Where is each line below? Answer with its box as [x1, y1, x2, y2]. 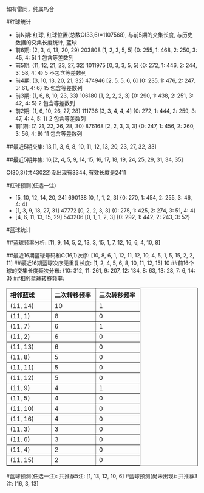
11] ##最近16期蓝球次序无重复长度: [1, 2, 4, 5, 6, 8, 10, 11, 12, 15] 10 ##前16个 [6, 259, 194, 267]
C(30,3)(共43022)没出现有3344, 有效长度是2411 [6, 169, 126, 176]
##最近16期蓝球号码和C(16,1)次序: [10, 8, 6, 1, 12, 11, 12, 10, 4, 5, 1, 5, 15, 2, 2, [6, 252, 194, 259]
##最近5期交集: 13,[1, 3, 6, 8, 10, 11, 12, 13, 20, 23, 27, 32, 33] [6, 143, 157, 150]
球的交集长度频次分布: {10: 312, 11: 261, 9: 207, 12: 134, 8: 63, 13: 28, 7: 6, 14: [6, 267, 195, 274]
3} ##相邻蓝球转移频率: [6, 274, 65, 282]
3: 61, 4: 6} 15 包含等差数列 [15, 85, 83, 91]
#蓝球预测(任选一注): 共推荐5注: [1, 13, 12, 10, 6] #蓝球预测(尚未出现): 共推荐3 [6, 472, 198, 480]
